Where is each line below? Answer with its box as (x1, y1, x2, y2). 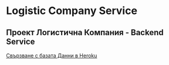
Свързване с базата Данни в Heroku (6, 52, 97, 59)
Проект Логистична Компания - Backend (6, 28, 164, 37)
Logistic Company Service (6, 4, 138, 18)
